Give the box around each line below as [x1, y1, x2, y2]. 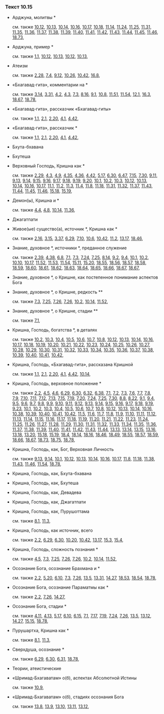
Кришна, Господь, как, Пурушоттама [12, 508, 90, 515]
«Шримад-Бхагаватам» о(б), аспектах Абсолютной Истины [12, 675, 137, 681]
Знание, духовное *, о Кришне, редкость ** [12, 289, 103, 295]
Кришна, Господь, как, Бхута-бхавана [12, 471, 92, 476]
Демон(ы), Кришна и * [12, 197, 60, 204]
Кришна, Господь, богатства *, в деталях [12, 327, 97, 333]
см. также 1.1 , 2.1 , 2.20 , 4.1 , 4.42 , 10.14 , [12, 371, 91, 377]
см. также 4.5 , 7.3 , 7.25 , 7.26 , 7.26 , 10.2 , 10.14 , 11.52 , [12, 556, 117, 562]
